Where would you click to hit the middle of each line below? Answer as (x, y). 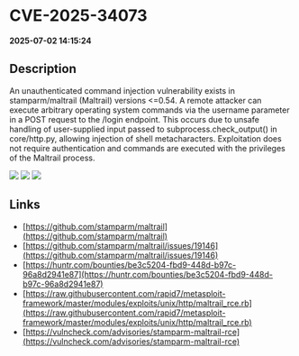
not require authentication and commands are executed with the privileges (147, 148)
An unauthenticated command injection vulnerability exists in (122, 90)
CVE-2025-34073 (78, 16)
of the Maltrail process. (52, 158)
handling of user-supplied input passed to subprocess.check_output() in (143, 129)
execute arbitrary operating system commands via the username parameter (149, 110)
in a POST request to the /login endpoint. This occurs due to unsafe (134, 119)
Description (43, 69)
